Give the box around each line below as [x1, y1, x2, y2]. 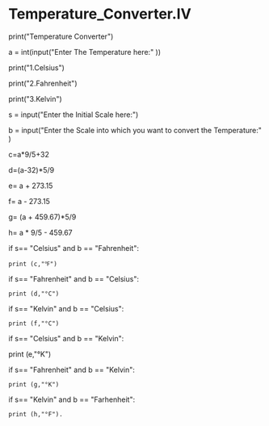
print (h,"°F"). [8, 410, 63, 418]
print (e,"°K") [8, 349, 52, 359]
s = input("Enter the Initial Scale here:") [8, 110, 139, 119]
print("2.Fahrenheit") [8, 78, 78, 88]
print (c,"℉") [8, 260, 58, 268]
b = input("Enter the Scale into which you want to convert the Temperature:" [8, 125, 263, 135]
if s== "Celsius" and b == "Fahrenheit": [8, 243, 140, 253]
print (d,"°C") [8, 290, 60, 298]
